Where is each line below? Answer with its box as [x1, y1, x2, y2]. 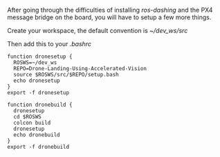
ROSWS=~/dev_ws [13, 59, 57, 66]
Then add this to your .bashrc [7, 40, 92, 48]
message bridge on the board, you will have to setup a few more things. [7, 13, 212, 21]
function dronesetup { [7, 53, 73, 60]
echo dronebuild [13, 132, 60, 138]
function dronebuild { [7, 101, 73, 108]
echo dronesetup [13, 77, 60, 84]
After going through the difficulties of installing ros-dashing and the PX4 [7, 6, 213, 14]
